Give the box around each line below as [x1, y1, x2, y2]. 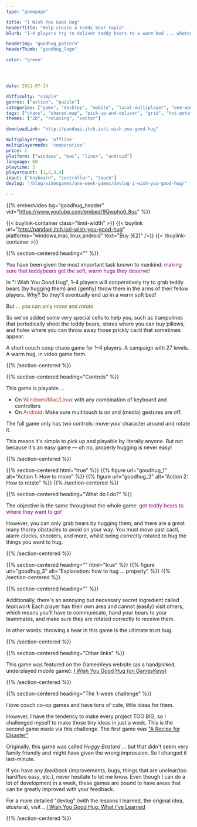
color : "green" [6, 57, 43, 63]
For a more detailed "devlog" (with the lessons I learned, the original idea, [6, 797, 184, 804]
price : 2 [6, 148, 28, 154]
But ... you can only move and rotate [6, 303, 94, 310]
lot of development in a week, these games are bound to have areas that [6, 779, 181, 786]
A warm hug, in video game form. [6, 350, 87, 357]
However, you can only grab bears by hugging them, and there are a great [6, 519, 185, 527]
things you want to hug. [6, 538, 63, 545]
